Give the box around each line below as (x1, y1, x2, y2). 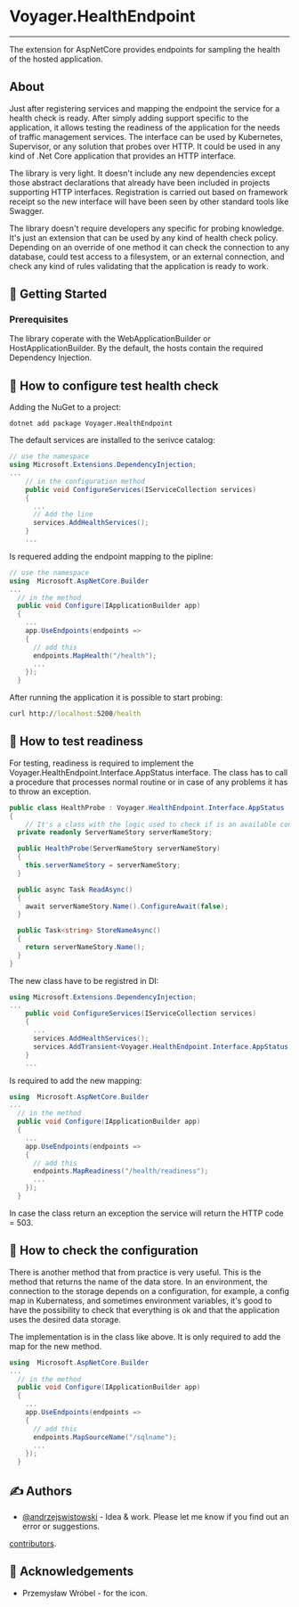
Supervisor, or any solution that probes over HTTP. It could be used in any (9, 141, 281, 152)
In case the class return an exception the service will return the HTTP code (9, 1208, 284, 1218)
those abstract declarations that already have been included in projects (9, 176, 271, 188)
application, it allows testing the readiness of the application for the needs (9, 122, 280, 133)
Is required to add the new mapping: (9, 1075, 142, 1086)
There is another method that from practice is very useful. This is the (9, 1267, 262, 1277)
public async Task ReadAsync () (17, 885, 133, 894)
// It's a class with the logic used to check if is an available (25, 820, 277, 829)
